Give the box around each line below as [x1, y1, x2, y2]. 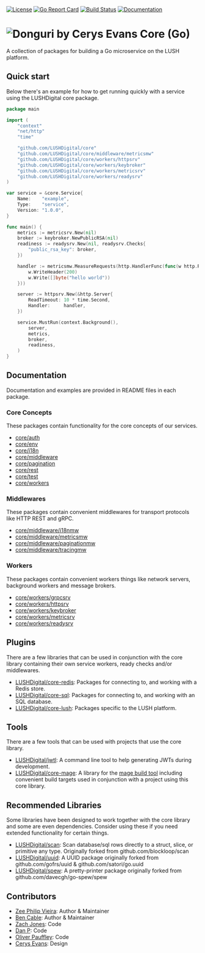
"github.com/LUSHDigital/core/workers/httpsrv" [17, 156, 140, 162]
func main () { [6, 223, 43, 230]
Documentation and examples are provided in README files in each [6, 386, 176, 394]
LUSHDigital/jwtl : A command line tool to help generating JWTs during [15, 756, 192, 764]
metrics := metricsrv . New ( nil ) [17, 230, 97, 236]
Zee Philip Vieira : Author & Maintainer [15, 907, 110, 915]
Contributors [6, 891, 57, 902]
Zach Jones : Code [15, 920, 62, 927]
